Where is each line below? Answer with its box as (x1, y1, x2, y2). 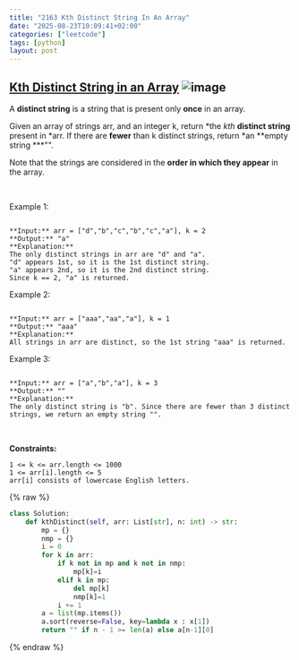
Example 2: (9, 288, 51, 300)
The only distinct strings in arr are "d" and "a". (9, 250, 206, 259)
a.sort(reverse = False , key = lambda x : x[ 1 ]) (41, 617, 210, 627)
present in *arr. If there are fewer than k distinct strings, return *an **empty (9, 130, 288, 141)
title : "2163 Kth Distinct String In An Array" (9, 13, 191, 22)
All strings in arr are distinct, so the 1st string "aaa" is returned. (9, 338, 286, 347)
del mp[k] (73, 584, 110, 593)
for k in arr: (41, 551, 94, 560)
